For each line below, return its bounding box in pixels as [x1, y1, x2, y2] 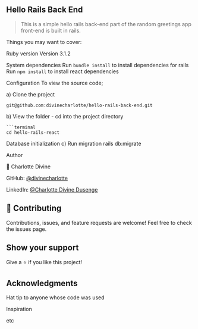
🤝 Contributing [6, 203, 62, 214]
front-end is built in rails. [20, 27, 81, 34]
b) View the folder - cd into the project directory [6, 112, 124, 120]
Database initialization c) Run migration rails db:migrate [6, 140, 142, 147]
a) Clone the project [6, 90, 55, 98]
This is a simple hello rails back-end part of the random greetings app [20, 20, 191, 27]
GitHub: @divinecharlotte [6, 174, 68, 181]
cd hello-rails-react [6, 129, 60, 136]
